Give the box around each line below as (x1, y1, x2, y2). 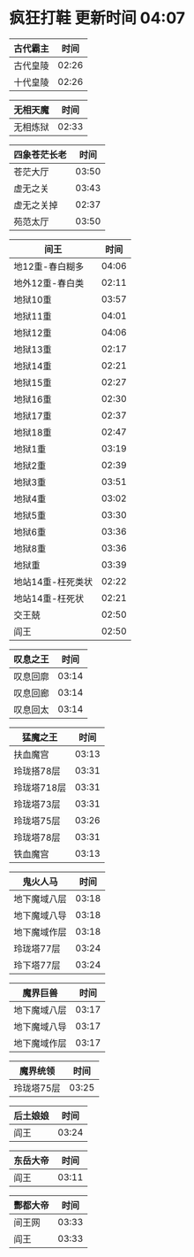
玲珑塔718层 (13, 781, 67, 793)
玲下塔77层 (13, 959, 61, 971)
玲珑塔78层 (13, 831, 61, 844)
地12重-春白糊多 (13, 260, 85, 273)
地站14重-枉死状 (13, 592, 85, 605)
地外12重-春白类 (13, 276, 85, 289)
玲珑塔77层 (13, 942, 61, 954)
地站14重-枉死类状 (13, 575, 93, 588)
